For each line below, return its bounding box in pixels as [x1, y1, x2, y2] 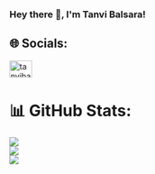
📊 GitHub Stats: [9, 100, 132, 121]
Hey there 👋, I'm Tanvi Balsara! [9, 8, 146, 21]
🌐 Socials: [9, 36, 68, 51]
